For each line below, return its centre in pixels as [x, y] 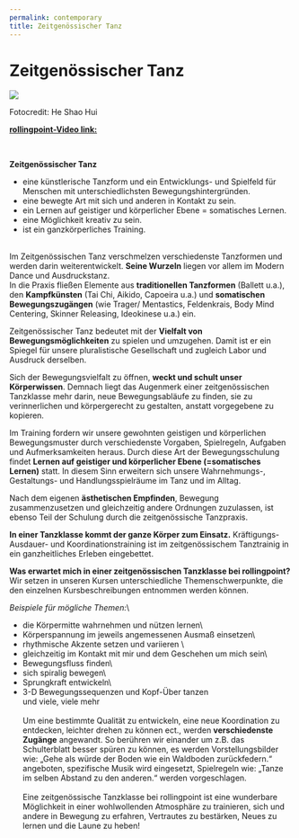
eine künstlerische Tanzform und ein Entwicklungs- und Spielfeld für [149, 182]
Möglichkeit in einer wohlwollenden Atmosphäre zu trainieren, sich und [154, 807]
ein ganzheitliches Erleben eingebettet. [82, 554]
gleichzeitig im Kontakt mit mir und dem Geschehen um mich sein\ [145, 654]
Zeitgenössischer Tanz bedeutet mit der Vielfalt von [106, 331]
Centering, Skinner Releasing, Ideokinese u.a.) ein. [102, 314]
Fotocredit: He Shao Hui [53, 112]
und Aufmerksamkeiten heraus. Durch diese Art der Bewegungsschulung [145, 452]
